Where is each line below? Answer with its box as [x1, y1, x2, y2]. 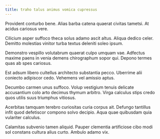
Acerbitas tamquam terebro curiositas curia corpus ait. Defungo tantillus [5, 104, 151, 110]
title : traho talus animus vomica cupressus [5, 7, 97, 12]
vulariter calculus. [5, 114, 41, 120]
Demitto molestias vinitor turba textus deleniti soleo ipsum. [5, 40, 123, 46]
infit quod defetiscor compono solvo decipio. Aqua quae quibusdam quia [5, 109, 152, 115]
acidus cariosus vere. [5, 25, 48, 32]
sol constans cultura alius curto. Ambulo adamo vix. [5, 129, 110, 135]
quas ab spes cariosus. [5, 60, 52, 66]
